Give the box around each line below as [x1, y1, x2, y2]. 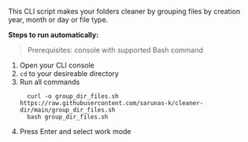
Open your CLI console [19, 60, 94, 70]
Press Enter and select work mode [19, 127, 131, 136]
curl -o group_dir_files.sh [27, 93, 120, 100]
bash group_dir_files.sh [27, 113, 109, 121]
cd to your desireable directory [19, 69, 120, 78]
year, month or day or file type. [8, 15, 109, 24]
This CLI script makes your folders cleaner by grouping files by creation [8, 7, 241, 16]
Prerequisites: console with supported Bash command [27, 46, 203, 54]
